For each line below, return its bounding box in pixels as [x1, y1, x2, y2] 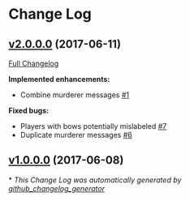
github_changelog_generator [8, 183, 106, 193]
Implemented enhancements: [8, 75, 110, 83]
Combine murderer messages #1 [19, 90, 130, 100]
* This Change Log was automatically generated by [8, 175, 182, 185]
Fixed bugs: [8, 106, 50, 115]
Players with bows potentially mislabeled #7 [19, 122, 167, 130]
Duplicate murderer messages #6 [19, 130, 132, 139]
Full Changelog [8, 58, 59, 68]
